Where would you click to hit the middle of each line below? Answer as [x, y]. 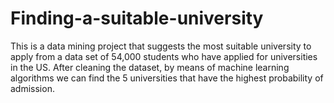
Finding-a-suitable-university [137, 18]
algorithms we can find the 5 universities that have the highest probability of [167, 78]
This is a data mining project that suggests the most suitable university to [161, 46]
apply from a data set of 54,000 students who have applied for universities [164, 56]
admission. [32, 88]
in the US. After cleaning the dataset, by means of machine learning [150, 67]
